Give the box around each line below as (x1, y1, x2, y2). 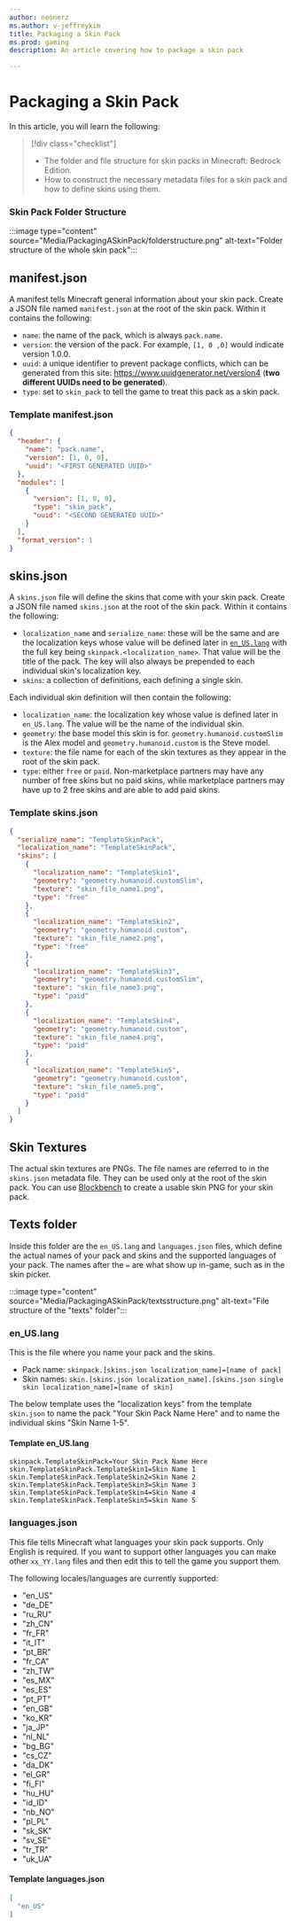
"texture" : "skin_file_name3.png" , (32, 983, 165, 992)
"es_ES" (21, 1684, 52, 1695)
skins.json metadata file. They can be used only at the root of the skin (9, 1173, 268, 1184)
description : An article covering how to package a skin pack (9, 46, 244, 55)
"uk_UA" (21, 1853, 53, 1864)
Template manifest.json (9, 408, 113, 421)
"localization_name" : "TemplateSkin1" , (32, 868, 180, 877)
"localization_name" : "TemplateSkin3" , (32, 967, 180, 975)
